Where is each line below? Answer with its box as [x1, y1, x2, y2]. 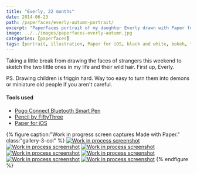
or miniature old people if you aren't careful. [6, 81, 113, 88]
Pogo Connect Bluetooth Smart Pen [14, 107, 101, 114]
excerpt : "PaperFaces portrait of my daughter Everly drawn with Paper [6, 25, 185, 31]
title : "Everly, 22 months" [6, 8, 75, 15]
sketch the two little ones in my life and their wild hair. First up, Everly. [6, 63, 175, 70]
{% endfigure [156, 156, 189, 163]
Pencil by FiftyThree [14, 113, 63, 120]
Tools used [6, 94, 34, 101]
